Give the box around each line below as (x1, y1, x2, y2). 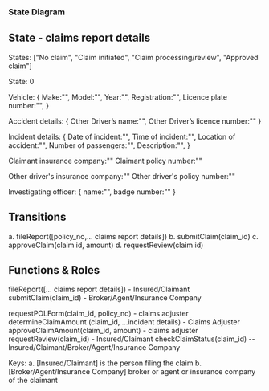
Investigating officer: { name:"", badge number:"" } (8, 187, 177, 197)
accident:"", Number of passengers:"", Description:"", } (8, 140, 190, 150)
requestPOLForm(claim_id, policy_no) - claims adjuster (8, 308, 189, 319)
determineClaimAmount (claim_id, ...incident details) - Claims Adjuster (8, 317, 241, 327)
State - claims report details (8, 31, 151, 45)
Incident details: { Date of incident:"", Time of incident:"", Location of (8, 132, 236, 141)
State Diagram (8, 6, 66, 18)
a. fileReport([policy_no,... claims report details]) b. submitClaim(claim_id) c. (8, 231, 259, 241)
